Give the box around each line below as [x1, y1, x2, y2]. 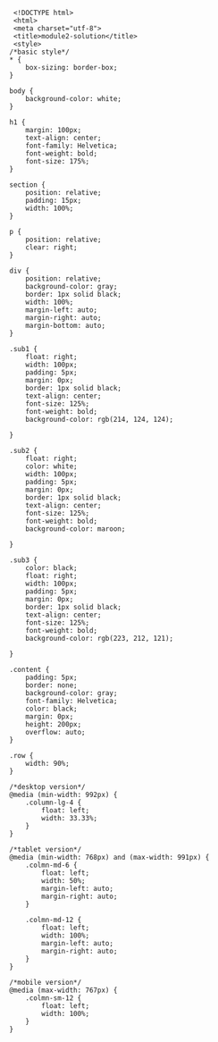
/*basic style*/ [9, 47, 70, 56]
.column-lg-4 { [25, 798, 82, 807]
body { [9, 87, 34, 96]
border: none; [25, 681, 78, 690]
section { [9, 181, 46, 189]
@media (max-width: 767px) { [9, 986, 118, 995]
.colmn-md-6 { [25, 861, 78, 870]
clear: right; [25, 243, 78, 252]
